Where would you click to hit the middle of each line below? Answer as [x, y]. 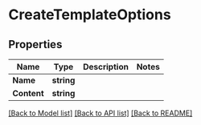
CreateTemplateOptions [90, 15]
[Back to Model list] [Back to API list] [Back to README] [100, 113]
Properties [35, 44]
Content [28, 93]
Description [106, 67]
